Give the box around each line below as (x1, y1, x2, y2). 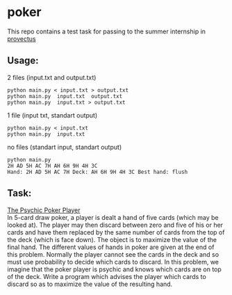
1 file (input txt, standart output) (7, 111, 98, 119)
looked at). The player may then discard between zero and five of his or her (7, 221, 224, 229)
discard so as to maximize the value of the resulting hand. (7, 280, 173, 288)
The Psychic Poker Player (7, 206, 81, 214)
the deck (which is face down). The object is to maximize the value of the (7, 235, 217, 244)
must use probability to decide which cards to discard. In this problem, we (7, 257, 219, 266)
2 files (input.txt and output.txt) (7, 73, 97, 81)
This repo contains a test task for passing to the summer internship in (7, 27, 206, 35)
